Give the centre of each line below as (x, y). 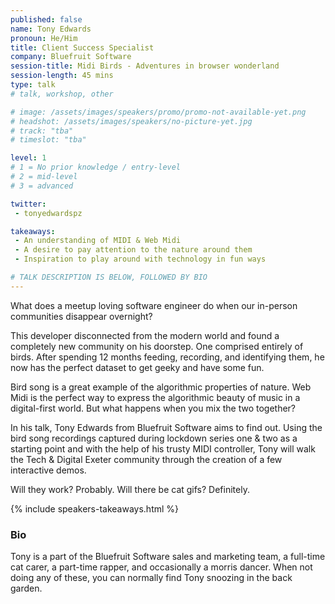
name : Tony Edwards (51, 29)
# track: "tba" (42, 131)
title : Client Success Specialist (82, 47)
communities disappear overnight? (81, 316)
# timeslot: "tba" (48, 140)
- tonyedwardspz (48, 213)
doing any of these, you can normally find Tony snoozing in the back (151, 578)
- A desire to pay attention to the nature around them (133, 250)
